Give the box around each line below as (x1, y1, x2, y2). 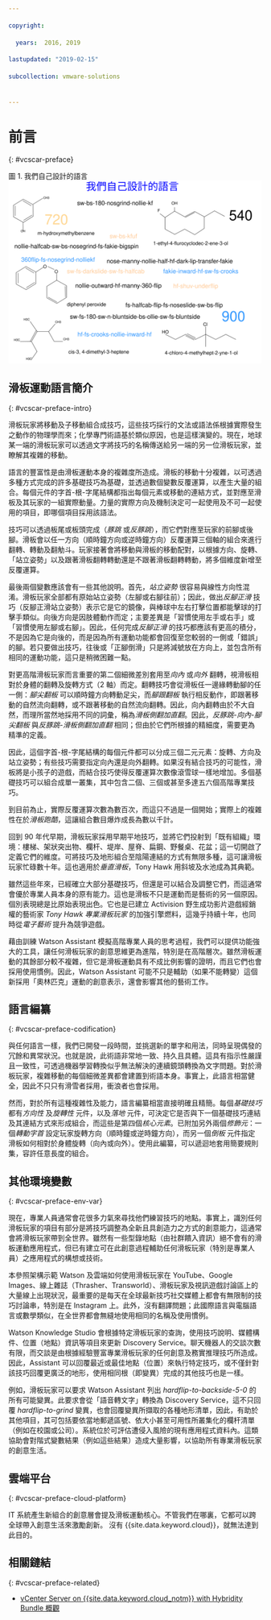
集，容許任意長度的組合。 (8, 1149, 93, 1158)
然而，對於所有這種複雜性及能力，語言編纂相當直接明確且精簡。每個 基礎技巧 (8, 1098, 262, 1108)
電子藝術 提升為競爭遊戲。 (23, 919, 109, 929)
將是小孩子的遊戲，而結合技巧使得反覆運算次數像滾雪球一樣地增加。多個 (14, 767, 255, 777)
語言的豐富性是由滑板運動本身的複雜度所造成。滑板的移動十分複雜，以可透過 (8, 467, 262, 477)
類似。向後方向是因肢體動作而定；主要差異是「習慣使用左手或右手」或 (22, 612, 255, 622)
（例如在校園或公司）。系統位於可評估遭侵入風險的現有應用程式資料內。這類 (8, 1426, 259, 1436)
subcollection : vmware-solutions (8, 73, 121, 81)
